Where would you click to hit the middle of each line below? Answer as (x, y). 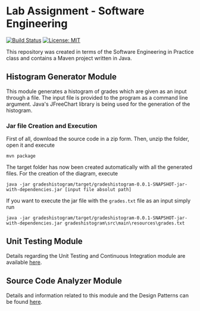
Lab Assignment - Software (75, 11)
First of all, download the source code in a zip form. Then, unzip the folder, (98, 139)
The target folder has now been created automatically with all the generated (99, 167)
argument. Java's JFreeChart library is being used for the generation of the (98, 104)
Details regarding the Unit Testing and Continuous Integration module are (96, 255)
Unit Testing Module (45, 241)
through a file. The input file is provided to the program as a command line (97, 97)
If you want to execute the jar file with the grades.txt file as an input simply (99, 201)
